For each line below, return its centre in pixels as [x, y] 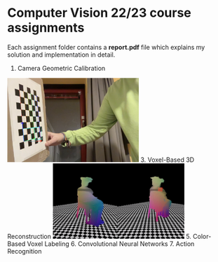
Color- [202, 236]
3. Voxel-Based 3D [167, 160]
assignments [46, 28]
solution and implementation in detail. [61, 55]
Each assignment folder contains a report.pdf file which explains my [106, 47]
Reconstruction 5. [99, 236]
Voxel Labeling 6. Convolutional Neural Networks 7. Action [111, 244]
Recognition [25, 251]
